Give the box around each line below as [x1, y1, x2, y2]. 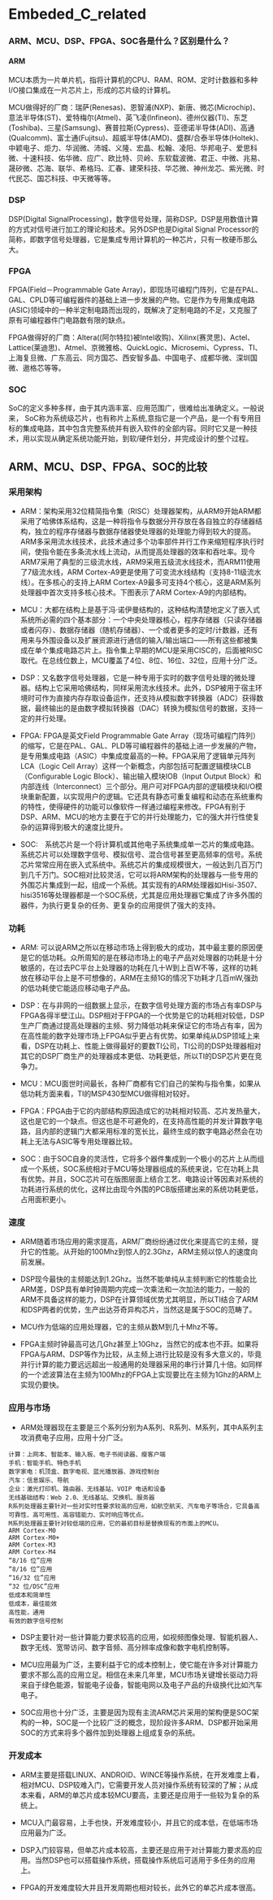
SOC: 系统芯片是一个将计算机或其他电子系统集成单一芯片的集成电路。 [19, 839, 258, 849]
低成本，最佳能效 [8, 1599, 58, 1607]
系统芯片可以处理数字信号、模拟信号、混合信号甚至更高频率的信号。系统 [19, 849, 262, 859]
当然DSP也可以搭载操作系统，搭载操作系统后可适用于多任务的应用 [34, 1855, 256, 1865]
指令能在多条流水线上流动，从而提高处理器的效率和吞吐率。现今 [41, 546, 256, 557]
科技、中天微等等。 [50, 174, 115, 184]
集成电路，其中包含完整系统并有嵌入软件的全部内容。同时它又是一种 [22, 423, 250, 433]
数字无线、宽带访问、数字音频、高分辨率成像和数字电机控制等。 [19, 1642, 234, 1652]
